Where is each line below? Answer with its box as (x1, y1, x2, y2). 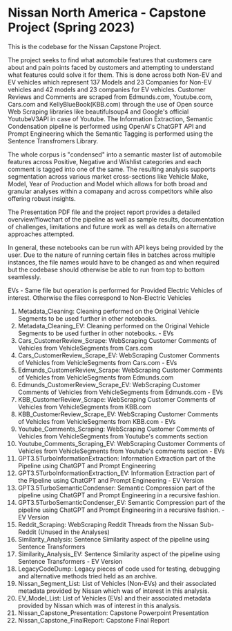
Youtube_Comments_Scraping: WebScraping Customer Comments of (17, 425, 215, 433)
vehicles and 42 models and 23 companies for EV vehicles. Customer (8, 85, 206, 94)
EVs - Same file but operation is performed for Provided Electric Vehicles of (8, 286, 223, 294)
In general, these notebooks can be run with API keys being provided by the (8, 243, 224, 251)
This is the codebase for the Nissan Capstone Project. (8, 42, 162, 51)
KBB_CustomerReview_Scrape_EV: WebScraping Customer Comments (17, 410, 219, 418)
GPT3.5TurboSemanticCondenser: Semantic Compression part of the (17, 483, 215, 492)
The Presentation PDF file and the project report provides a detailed (8, 208, 201, 216)
